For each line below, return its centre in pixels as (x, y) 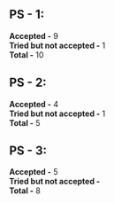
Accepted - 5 (34, 172)
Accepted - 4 (34, 104)
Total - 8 (25, 191)
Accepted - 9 (34, 35)
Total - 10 (27, 55)
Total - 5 (25, 122)
